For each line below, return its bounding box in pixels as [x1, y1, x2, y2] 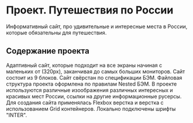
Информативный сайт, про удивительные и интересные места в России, [6, 23, 188, 30]
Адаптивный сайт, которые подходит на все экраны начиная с [6, 61, 163, 69]
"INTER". [6, 111, 27, 118]
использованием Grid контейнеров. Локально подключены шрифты [6, 105, 176, 112]
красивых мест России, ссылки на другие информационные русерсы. [6, 93, 182, 100]
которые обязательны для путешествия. [6, 29, 107, 36]
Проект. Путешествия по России [6, 4, 174, 17]
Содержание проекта [6, 46, 89, 56]
